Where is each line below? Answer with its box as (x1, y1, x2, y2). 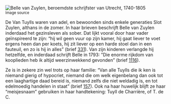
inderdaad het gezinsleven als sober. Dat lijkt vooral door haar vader (5, 30, 149, 36)
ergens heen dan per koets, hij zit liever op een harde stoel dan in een (5, 41, 152, 47)
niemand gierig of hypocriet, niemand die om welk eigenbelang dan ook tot (5, 72, 163, 79)
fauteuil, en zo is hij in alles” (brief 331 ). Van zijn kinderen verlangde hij (5, 46, 154, 52)
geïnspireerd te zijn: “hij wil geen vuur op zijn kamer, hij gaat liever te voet (5, 36, 161, 41)
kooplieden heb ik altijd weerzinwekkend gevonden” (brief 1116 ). (5, 57, 140, 63)
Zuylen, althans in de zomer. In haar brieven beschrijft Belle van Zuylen (5, 24, 155, 31)
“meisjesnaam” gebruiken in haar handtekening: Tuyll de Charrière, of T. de (5, 89, 164, 94)
